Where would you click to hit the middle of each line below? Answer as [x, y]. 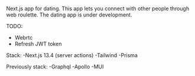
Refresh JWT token [38, 44]
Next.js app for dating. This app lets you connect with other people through [98, 9]
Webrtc [24, 37]
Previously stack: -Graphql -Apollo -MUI [55, 67]
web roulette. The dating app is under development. [69, 15]
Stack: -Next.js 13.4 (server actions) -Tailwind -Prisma [72, 55]
